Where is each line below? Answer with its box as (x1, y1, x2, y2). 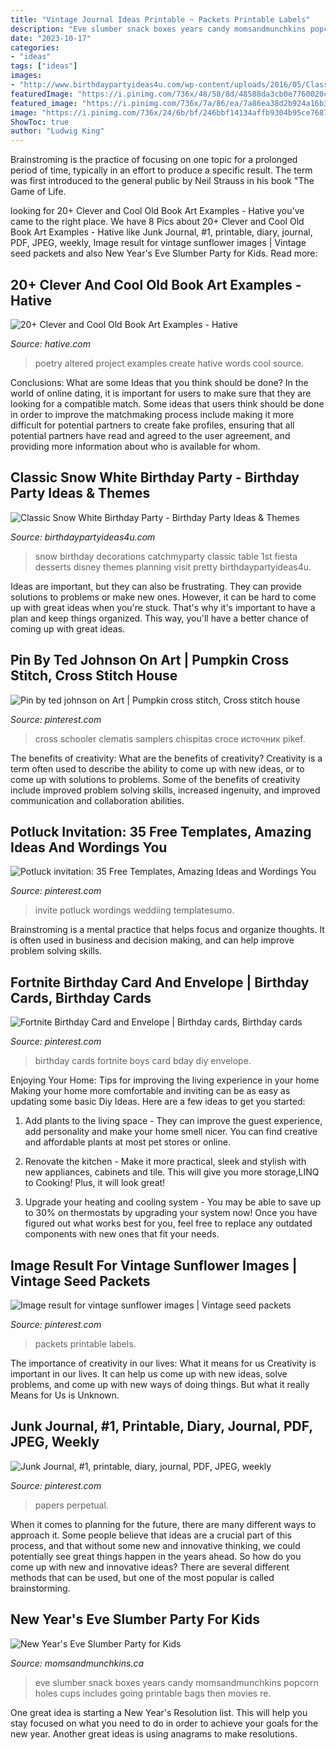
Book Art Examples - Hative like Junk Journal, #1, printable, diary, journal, (10, 226, 313, 238)
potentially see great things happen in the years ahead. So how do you (10, 1550, 302, 1562)
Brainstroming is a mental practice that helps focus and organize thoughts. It (10, 924, 325, 936)
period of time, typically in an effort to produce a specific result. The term (10, 164, 313, 176)
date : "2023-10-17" (10, 33, 92, 43)
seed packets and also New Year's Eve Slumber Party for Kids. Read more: (10, 247, 318, 260)
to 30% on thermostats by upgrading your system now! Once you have (24, 1207, 318, 1219)
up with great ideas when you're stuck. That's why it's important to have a (10, 601, 316, 613)
